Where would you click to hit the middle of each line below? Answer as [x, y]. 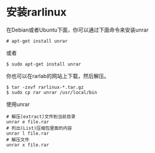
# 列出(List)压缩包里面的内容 [39, 128]
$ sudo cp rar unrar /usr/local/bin [52, 92]
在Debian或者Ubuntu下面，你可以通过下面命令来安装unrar [77, 30]
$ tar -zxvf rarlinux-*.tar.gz [45, 87]
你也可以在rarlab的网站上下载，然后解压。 [58, 76]
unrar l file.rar [28, 133]
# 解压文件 [18, 140]
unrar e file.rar [28, 122]
